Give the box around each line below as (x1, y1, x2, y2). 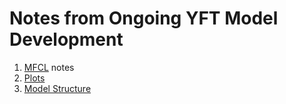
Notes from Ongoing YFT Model (9, 7, 279, 30)
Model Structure (23, 82, 92, 94)
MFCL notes (23, 61, 75, 73)
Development (9, 28, 124, 51)
